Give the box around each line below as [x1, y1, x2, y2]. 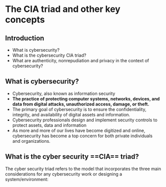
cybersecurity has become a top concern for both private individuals [12, 133, 153, 139]
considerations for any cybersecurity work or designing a [5, 171, 122, 177]
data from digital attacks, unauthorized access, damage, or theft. [12, 101, 150, 107]
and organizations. [12, 138, 51, 144]
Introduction [5, 34, 45, 42]
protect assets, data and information [12, 122, 87, 128]
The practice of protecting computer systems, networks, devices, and [12, 95, 160, 101]
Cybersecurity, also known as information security [12, 91, 115, 96]
